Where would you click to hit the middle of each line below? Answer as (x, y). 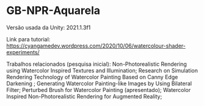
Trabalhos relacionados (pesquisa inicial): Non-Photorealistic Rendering (97, 64)
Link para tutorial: (28, 39)
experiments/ (23, 52)
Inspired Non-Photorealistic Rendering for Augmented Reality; (84, 96)
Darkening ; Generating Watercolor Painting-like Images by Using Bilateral (99, 83)
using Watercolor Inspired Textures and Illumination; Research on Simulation (102, 70)
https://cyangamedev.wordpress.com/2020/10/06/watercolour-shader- (96, 46)
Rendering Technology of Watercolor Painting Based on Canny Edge (92, 77)
